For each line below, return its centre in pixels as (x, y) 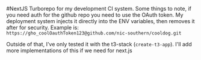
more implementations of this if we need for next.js (69, 50)
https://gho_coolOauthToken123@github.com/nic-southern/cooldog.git (94, 33)
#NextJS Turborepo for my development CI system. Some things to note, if (99, 9)
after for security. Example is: (43, 27)
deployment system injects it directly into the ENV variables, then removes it (100, 21)
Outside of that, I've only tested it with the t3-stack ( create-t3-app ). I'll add (99, 44)
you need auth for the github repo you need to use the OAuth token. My (95, 15)
